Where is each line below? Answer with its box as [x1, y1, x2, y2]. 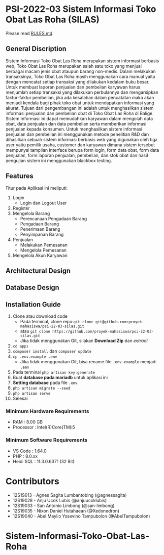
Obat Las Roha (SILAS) [5, 14, 100, 25]
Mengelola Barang [12, 210, 50, 216]
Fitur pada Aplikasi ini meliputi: [5, 185, 68, 191]
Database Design [5, 283, 60, 292]
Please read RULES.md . [5, 30, 54, 36]
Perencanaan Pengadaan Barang [20, 215, 87, 221]
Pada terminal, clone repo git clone [20, 319, 94, 325]
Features [5, 172, 33, 180]
